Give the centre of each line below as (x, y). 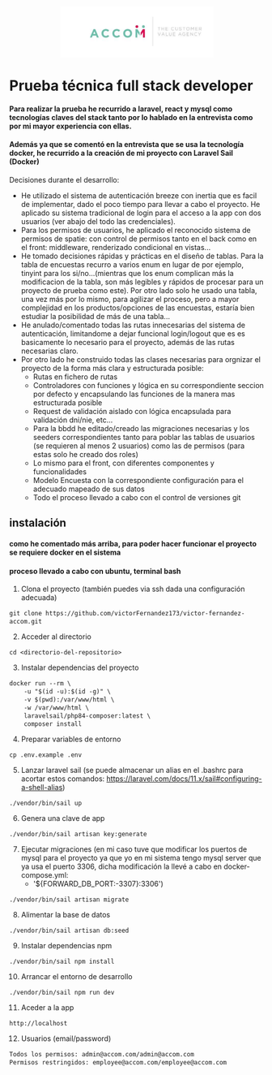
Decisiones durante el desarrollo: (64, 179)
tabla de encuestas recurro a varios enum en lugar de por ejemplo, (132, 264)
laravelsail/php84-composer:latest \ (87, 716)
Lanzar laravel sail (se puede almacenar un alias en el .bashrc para (132, 771)
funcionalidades (60, 471)
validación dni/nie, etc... (73, 420)
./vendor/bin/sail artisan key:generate (79, 835)
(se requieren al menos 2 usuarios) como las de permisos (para (139, 446)
